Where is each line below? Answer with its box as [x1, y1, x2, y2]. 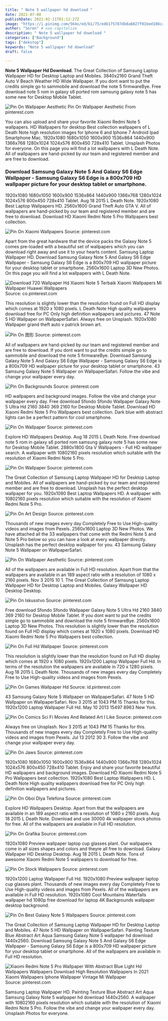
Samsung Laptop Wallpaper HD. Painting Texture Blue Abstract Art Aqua [5, 989, 154, 995]
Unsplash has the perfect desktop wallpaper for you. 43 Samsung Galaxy [5, 542, 156, 548]
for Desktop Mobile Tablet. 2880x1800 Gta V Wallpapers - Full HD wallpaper [5, 444, 162, 450]
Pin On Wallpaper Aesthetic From [67, 104, 136, 110]
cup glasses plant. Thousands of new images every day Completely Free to [5, 881, 160, 887]
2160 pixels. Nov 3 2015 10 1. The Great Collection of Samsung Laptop [5, 577, 149, 583]
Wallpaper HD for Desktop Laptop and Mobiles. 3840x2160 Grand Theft [5, 73, 153, 79]
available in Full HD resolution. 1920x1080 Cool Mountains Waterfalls [5, 891, 146, 897]
